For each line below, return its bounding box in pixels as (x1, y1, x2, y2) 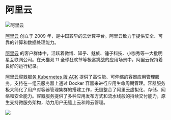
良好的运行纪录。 (5, 63, 41, 69)
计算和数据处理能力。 (14, 39, 59, 45)
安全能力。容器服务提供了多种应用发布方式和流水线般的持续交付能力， (14, 92, 161, 99)
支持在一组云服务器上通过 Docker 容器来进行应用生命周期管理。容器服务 (14, 80, 166, 86)
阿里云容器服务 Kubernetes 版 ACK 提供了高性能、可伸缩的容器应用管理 (5, 74, 155, 80)
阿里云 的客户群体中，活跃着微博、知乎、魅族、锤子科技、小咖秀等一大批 (5, 50, 158, 56)
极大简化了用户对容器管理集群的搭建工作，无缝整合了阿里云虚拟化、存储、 (5, 86, 161, 92)
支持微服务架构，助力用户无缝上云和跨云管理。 (9, 99, 108, 105)
